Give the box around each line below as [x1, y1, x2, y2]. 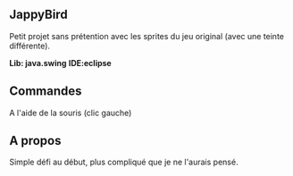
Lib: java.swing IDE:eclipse [9, 57, 112, 68]
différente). [9, 40, 51, 51]
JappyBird [9, 7, 69, 22]
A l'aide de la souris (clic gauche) [9, 107, 132, 118]
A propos [9, 133, 62, 148]
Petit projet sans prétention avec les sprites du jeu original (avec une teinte [9, 30, 284, 41]
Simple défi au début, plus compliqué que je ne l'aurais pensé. [9, 156, 239, 168]
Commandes [9, 84, 82, 99]
